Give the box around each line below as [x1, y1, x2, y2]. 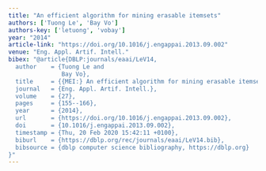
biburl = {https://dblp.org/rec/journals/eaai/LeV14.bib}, [15, 136, 225, 144]
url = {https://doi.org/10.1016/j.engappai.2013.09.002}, [15, 114, 232, 122]
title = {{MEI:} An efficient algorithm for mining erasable [15, 77, 236, 85]
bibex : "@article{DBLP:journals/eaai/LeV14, [8, 56, 158, 64]
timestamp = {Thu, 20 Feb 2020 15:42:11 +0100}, [15, 128, 179, 136]
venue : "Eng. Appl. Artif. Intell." [8, 48, 129, 56]
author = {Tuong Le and [15, 63, 104, 71]
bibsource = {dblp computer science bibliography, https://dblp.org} [15, 143, 249, 151]
